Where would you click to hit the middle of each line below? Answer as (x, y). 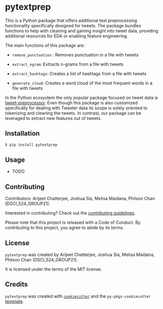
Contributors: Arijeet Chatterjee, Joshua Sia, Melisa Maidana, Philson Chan (80, 199)
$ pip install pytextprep (31, 145)
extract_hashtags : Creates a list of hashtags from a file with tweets (79, 73)
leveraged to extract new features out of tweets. (53, 118)
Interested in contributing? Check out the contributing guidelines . (70, 213)
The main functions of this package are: (45, 45)
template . (15, 301)
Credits (17, 284)
